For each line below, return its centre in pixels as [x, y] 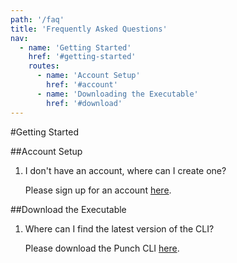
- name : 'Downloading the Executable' [117, 94]
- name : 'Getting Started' [75, 47]
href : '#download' [84, 103]
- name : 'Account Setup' [88, 76]
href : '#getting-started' [82, 57]
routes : [44, 66]
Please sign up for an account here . [98, 190]
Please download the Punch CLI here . [102, 248]
